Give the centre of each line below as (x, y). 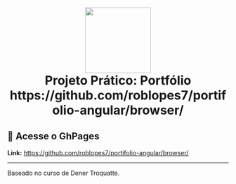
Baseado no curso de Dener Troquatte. (64, 173)
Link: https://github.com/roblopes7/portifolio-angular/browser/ (98, 153)
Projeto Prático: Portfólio (118, 81)
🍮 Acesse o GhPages (53, 136)
